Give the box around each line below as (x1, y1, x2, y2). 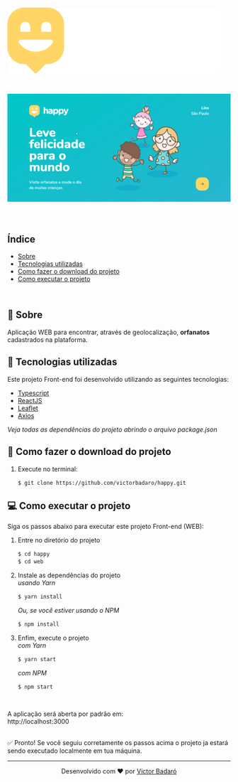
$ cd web (17, 558, 44, 565)
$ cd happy (17, 551, 50, 558)
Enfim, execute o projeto (17, 633, 90, 642)
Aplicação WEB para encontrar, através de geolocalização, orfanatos (7, 328, 210, 336)
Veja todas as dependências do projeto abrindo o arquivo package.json (7, 425, 217, 434)
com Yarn (17, 641, 47, 650)
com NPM (17, 668, 47, 677)
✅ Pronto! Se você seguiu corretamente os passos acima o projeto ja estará (7, 739, 229, 747)
